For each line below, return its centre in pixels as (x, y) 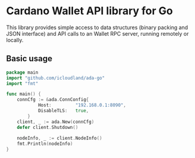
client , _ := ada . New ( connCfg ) (56, 122)
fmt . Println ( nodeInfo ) (45, 144)
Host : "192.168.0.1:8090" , (82, 105)
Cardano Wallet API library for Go (90, 11)
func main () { (24, 94)
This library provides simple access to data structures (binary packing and (97, 27)
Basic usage (29, 59)
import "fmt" (22, 83)
